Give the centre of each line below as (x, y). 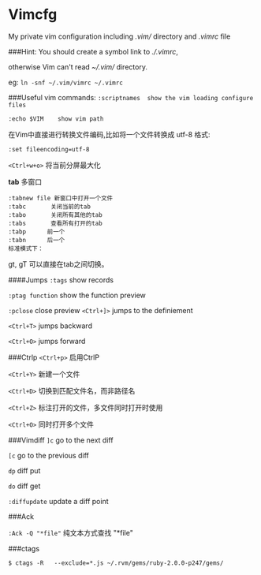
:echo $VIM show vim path (56, 119)
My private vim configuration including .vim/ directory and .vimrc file (119, 36)
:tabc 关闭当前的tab (49, 207)
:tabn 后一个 (37, 240)
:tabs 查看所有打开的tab (55, 223)
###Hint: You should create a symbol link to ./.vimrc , (93, 51)
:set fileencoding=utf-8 (49, 149)
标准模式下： (26, 248)
